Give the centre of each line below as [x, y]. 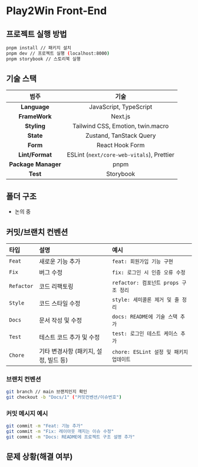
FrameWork [35, 117]
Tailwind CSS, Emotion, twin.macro [121, 126]
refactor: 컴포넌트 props [145, 283]
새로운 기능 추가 [60, 261]
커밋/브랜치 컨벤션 [37, 232]
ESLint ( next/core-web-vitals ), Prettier [121, 155]
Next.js [121, 117]
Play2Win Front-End [57, 11]
